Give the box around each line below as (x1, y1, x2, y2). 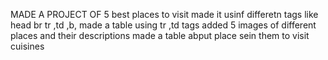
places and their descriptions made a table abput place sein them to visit (10, 30, 310, 41)
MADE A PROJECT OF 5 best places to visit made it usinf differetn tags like (10, 9, 319, 20)
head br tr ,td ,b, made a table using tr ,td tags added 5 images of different (10, 19, 317, 31)
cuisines (10, 40, 45, 52)
